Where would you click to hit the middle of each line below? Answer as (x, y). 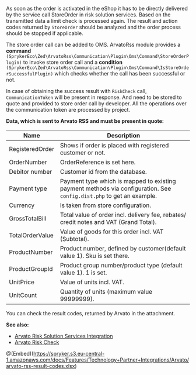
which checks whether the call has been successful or (120, 73)
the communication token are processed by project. (68, 110)
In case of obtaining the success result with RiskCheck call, (76, 91)
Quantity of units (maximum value (106, 292)
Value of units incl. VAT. (92, 282)
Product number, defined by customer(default (123, 248)
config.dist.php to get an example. (108, 196)
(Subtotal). (74, 239)
